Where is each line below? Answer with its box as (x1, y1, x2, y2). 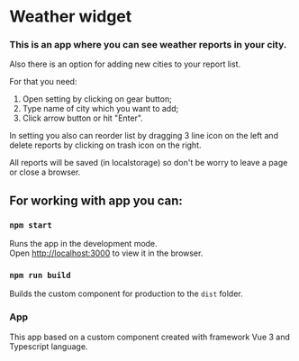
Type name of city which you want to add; (22, 104, 179, 114)
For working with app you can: (9, 193, 183, 208)
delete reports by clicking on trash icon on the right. (9, 140, 202, 150)
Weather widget (9, 6, 132, 27)
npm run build (9, 270, 71, 281)
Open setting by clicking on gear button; (22, 94, 173, 104)
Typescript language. (9, 340, 88, 352)
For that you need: (9, 77, 77, 87)
